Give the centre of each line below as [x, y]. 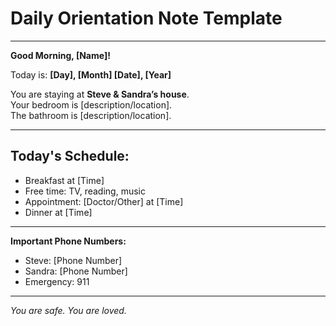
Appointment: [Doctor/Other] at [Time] [104, 201]
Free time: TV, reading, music [85, 191]
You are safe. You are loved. [68, 310]
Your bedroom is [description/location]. [91, 104]
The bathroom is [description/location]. [91, 115]
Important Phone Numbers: [68, 241]
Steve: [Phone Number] [73, 260]
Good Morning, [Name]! [60, 55]
